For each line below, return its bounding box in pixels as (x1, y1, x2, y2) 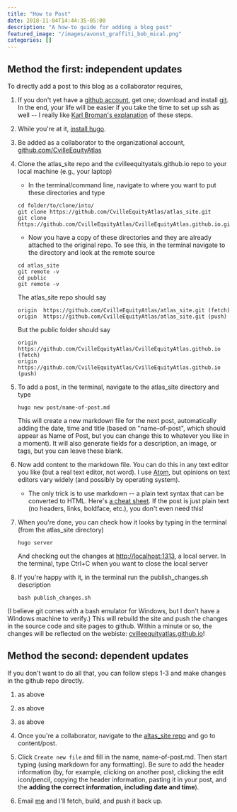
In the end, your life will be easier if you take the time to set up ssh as (17, 103, 220, 111)
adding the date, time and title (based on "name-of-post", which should (17, 424, 226, 432)
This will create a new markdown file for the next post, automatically (17, 416, 217, 424)
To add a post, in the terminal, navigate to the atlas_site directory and (17, 383, 219, 391)
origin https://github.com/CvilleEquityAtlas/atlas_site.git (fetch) (17, 307, 231, 314)
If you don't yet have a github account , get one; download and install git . (17, 95, 229, 104)
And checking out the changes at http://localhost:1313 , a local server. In (17, 552, 226, 560)
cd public (17, 274, 47, 281)
